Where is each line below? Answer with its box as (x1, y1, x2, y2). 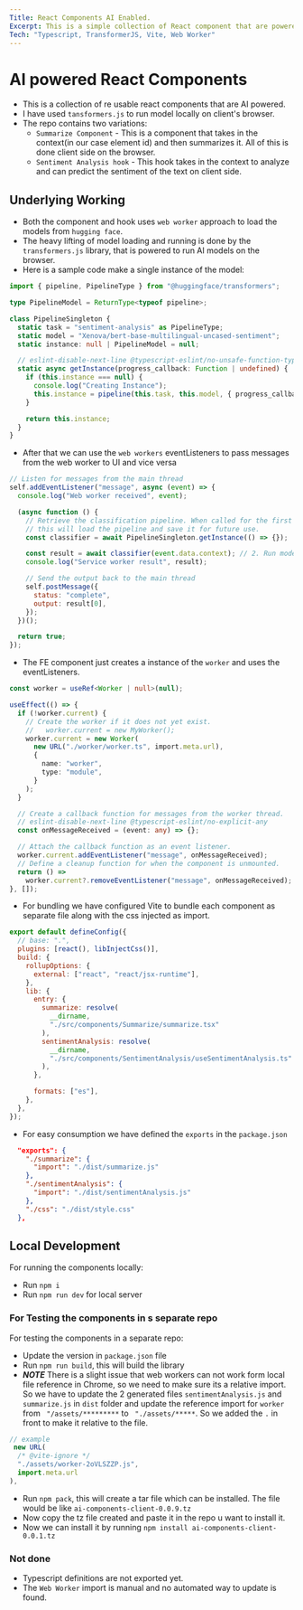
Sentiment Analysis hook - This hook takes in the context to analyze (35, 156, 290, 167)
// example (9, 1435, 50, 1444)
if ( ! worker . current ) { (17, 709, 106, 718)
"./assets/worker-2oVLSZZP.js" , (17, 1460, 140, 1469)
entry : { (32, 995, 67, 1004)
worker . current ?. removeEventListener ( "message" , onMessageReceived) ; (25, 876, 293, 885)
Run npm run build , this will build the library (22, 1360, 185, 1370)
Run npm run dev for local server (22, 1289, 142, 1300)
